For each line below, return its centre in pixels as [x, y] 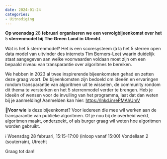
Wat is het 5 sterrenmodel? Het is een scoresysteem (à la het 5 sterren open [83, 49]
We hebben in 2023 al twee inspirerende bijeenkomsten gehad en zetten [80, 74]
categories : [17, 14]
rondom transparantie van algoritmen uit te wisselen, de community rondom [83, 84]
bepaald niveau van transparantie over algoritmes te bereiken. [69, 65]
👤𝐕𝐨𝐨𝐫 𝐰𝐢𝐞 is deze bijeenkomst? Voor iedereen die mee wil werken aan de [81, 110]
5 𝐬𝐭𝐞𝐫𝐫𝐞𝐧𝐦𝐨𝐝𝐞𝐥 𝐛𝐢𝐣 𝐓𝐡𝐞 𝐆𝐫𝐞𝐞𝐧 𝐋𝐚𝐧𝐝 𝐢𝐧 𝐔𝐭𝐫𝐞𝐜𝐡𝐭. [53, 39]
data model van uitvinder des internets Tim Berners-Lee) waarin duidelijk [80, 54]
